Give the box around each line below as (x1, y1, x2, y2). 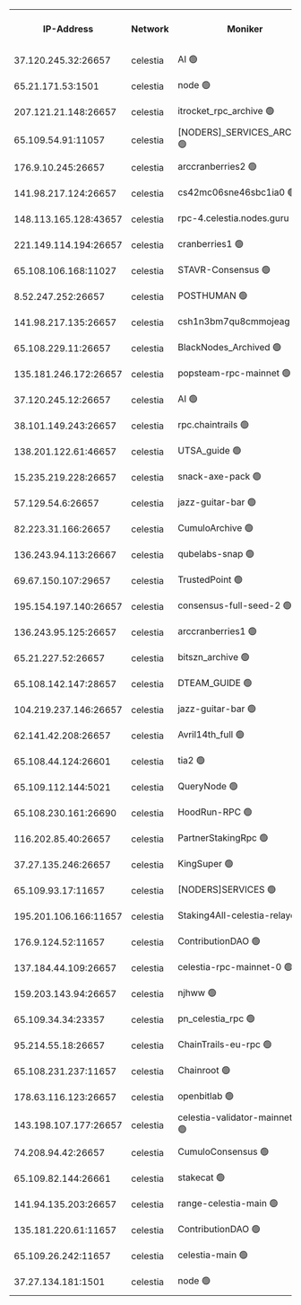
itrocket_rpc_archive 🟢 (177, 104, 275, 117)
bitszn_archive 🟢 (177, 650, 251, 663)
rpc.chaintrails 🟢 (177, 418, 249, 430)
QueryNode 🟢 (177, 780, 239, 792)
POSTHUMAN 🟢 (177, 289, 248, 302)
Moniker (227, 22, 263, 35)
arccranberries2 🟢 (177, 160, 258, 172)
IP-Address (42, 22, 94, 35)
